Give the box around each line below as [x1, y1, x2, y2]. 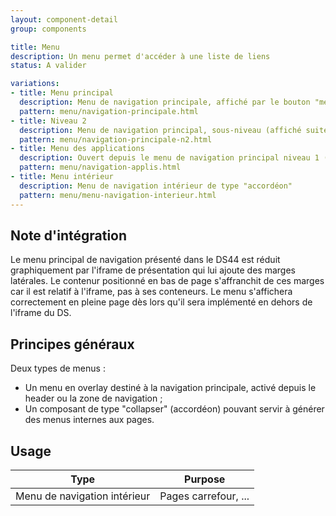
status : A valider [10, 61, 87, 71]
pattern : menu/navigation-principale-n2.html [19, 134, 213, 145]
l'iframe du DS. [10, 307, 72, 319]
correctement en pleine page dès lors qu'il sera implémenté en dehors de [10, 296, 313, 308]
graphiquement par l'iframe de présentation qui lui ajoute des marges [10, 264, 296, 276]
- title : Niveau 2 [10, 116, 87, 126]
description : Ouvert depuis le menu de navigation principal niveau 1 [19, 153, 320, 163]
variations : [10, 79, 60, 89]
